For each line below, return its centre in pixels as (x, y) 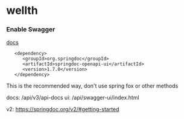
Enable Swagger (31, 30)
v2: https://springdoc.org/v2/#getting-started (63, 109)
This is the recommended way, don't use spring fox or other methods (92, 86)
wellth (22, 11)
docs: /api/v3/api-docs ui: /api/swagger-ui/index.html (73, 98)
